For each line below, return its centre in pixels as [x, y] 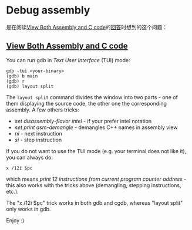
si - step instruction [38, 140]
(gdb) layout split [30, 86]
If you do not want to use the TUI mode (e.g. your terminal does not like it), [96, 151]
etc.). [12, 191]
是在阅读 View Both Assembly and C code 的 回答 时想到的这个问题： [87, 27]
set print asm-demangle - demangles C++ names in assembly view [96, 127]
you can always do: [29, 157]
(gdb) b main [22, 76]
